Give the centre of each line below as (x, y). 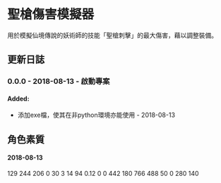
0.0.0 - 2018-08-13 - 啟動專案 (59, 82)
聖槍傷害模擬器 (51, 14)
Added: (18, 99)
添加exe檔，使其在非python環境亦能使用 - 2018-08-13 (96, 115)
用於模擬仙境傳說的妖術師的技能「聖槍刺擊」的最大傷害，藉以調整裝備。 (112, 35)
